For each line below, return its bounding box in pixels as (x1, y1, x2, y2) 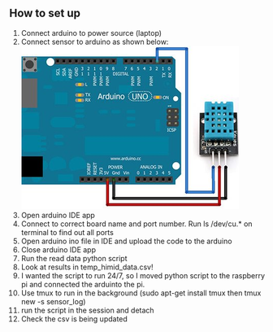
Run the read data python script (20, 253, 128, 263)
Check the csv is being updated (20, 313, 128, 324)
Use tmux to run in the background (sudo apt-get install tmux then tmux (20, 288, 262, 298)
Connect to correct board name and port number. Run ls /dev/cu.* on (20, 219, 253, 229)
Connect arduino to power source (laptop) (20, 28, 162, 37)
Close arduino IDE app (20, 244, 97, 255)
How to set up (9, 7, 80, 20)
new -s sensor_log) (20, 296, 86, 306)
